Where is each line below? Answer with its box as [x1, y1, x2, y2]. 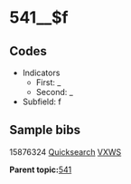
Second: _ [35, 87, 74, 97]
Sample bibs [9, 122, 81, 138]
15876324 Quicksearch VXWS [9, 146, 122, 157]
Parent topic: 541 [9, 164, 72, 175]
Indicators [22, 67, 61, 78]
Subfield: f [22, 96, 61, 107]
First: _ [35, 77, 61, 88]
